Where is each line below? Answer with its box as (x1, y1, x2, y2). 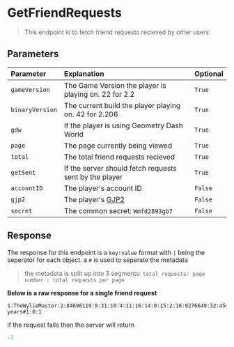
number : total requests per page (24, 277, 125, 284)
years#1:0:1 (7, 308, 42, 315)
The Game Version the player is (63, 80, 167, 90)
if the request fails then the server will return (7, 321, 135, 329)
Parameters (7, 48, 59, 60)
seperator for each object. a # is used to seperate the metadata (7, 256, 188, 264)
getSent (10, 169, 36, 176)
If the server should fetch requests (63, 163, 177, 173)
